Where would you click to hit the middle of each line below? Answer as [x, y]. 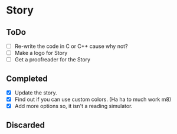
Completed [27, 78]
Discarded [26, 125]
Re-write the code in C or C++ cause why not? [71, 46]
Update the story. [36, 93]
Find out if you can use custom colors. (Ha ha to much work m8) [93, 99]
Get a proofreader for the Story [52, 60]
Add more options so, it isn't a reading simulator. [73, 106]
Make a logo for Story [41, 53]
